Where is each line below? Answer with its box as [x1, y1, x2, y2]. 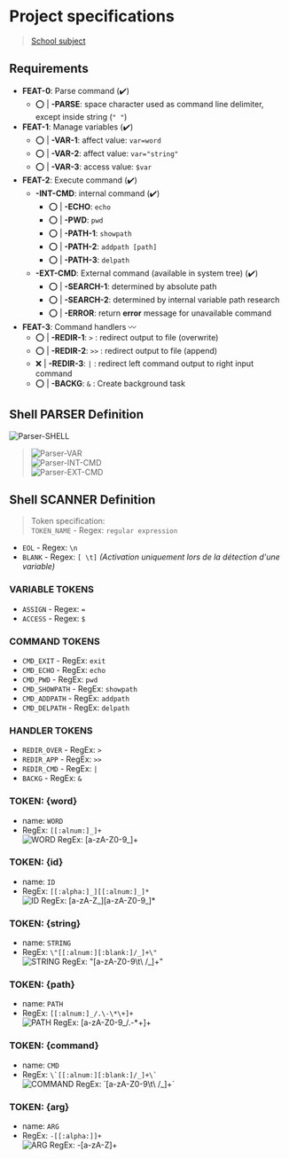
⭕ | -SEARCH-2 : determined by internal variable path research [48, 294, 280, 305]
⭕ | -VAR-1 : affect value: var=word [35, 135, 161, 145]
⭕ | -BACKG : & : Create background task [35, 378, 186, 388]
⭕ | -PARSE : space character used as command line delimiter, [35, 98, 264, 109]
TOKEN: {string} [9, 917, 82, 929]
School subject [30, 35, 86, 46]
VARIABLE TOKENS [9, 583, 95, 596]
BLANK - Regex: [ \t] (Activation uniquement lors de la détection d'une [21, 552, 281, 562]
